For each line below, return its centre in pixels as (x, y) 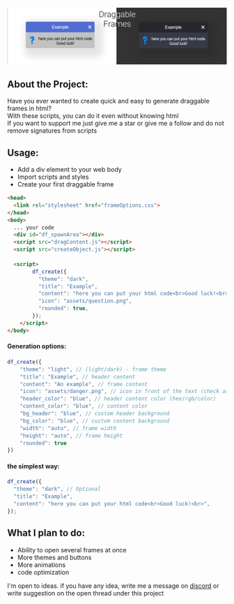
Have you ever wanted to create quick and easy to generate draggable (109, 101)
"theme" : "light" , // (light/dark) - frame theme (93, 369)
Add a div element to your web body (69, 170)
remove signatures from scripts (52, 131)
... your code (34, 228)
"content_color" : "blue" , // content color (84, 406)
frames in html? (30, 108)
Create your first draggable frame (65, 184)
